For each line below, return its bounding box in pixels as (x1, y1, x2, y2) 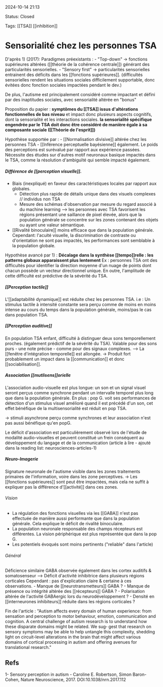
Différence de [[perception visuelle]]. (5, 168, 82, 174)
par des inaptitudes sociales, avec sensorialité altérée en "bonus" (5, 97, 137, 102)
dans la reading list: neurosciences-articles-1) (5, 445, 97, 451)
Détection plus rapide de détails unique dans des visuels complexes (19, 191, 156, 196)
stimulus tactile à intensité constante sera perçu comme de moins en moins (5, 301, 156, 307)
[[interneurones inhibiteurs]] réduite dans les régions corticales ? (5, 599, 135, 605)
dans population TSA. (5, 312, 49, 317)
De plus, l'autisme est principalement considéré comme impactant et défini (5, 91, 156, 97)
